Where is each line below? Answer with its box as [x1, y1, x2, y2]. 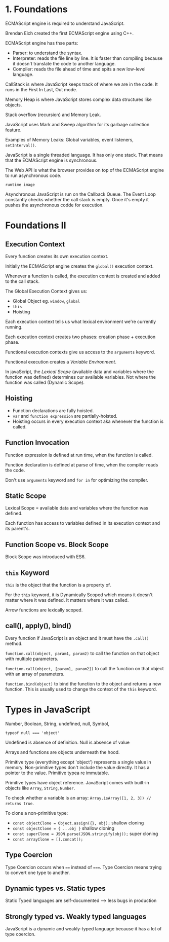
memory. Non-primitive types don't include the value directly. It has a [5, 764, 150, 770]
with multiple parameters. [5, 656, 59, 662]
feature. [5, 127, 22, 133]
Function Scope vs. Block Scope [5, 540, 109, 549]
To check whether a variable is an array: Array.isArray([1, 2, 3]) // [5, 794, 151, 801]
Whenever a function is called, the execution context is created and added [5, 273, 160, 279]
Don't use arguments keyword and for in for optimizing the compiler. [5, 477, 148, 483]
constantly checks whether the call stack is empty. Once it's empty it [5, 196, 149, 202]
